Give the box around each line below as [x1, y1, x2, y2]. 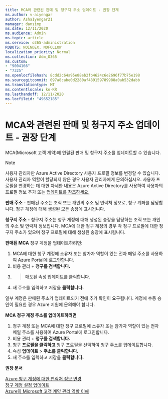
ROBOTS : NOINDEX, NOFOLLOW [5, 45, 62, 50]
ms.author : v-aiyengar [5, 12, 53, 17]
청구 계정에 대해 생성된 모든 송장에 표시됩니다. [16, 206, 105, 212]
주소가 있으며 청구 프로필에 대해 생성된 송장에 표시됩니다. [14, 229, 126, 235]
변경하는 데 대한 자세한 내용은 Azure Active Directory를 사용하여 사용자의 [18, 183, 163, 189]
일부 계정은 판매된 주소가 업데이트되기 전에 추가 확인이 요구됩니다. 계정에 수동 [5, 295, 156, 301]
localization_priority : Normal [5, 49, 71, 54]
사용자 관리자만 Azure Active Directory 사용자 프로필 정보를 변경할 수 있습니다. [5, 170, 160, 176]
